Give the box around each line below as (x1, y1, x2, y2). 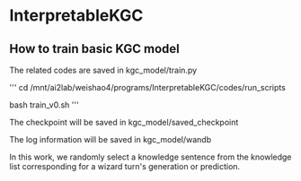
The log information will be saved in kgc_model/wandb (9, 134, 212, 144)
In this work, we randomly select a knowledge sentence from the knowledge (9, 151, 292, 162)
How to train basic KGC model (9, 41, 180, 56)
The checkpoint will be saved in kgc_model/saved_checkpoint (9, 117, 239, 127)
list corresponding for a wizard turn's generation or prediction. (9, 161, 241, 171)
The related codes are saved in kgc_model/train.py (9, 65, 198, 75)
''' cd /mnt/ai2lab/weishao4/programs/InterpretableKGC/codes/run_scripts (9, 82, 286, 92)
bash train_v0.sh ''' (9, 99, 79, 110)
